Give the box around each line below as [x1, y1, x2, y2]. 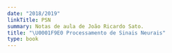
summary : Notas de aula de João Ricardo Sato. [7, 23, 144, 30]
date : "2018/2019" [7, 10, 60, 17]
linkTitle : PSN [7, 17, 51, 23]
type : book [7, 36, 39, 43]
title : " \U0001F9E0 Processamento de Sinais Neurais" [7, 29, 166, 36]
